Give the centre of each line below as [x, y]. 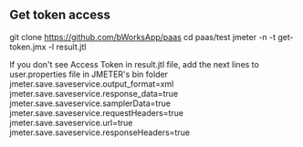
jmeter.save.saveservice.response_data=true [94, 93]
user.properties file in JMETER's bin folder [89, 74]
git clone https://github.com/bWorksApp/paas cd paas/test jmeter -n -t [143, 37]
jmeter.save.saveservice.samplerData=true [90, 103]
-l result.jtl [67, 47]
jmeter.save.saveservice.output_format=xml [92, 84]
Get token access [60, 15]
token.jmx [28, 47]
